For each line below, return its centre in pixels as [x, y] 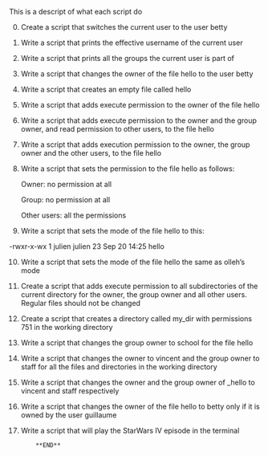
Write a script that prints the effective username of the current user [132, 43]
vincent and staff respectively [70, 391]
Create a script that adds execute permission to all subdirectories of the [139, 286]
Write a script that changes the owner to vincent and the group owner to [140, 358]
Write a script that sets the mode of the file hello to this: [112, 231]
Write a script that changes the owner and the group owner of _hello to [138, 382]
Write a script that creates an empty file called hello [106, 89]
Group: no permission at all [65, 199]
